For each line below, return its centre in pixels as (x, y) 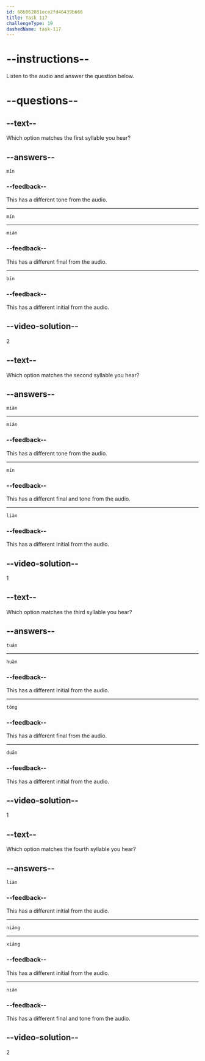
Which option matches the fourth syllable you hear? (71, 849)
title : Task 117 (27, 18)
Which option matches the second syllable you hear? (73, 375)
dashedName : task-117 (34, 29)
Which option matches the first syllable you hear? (69, 138)
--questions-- (42, 101)
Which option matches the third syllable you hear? (69, 612)
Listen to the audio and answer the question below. (70, 76)
